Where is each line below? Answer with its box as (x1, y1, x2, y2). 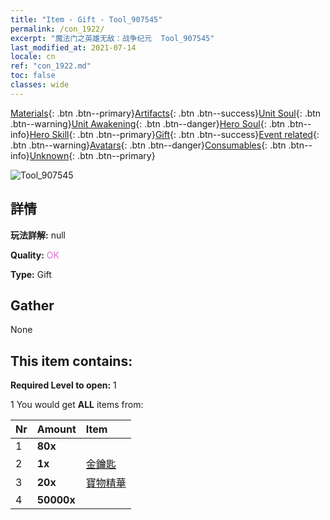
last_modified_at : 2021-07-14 (10, 42, 137, 53)
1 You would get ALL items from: (10, 399, 144, 411)
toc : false (10, 71, 56, 81)
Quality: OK (10, 249, 60, 261)
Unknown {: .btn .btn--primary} (29, 149, 156, 161)
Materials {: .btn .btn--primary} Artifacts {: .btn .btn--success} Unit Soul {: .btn (10, 107, 322, 119)
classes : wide (10, 80, 70, 90)
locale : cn (10, 52, 56, 62)
